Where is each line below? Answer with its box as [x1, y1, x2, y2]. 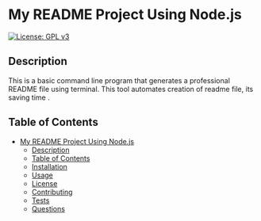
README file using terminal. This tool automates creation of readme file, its [8, 84, 254, 93]
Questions [31, 204, 66, 213]
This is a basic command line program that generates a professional [8, 75, 230, 85]
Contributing [31, 187, 73, 196]
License [31, 178, 58, 188]
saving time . [8, 93, 50, 102]
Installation [31, 162, 67, 171]
